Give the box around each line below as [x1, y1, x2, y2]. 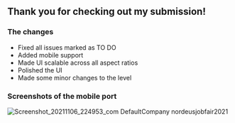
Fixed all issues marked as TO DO [17, 43, 116, 52]
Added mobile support [17, 50, 84, 59]
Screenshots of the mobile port [7, 91, 117, 101]
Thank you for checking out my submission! [7, 6, 206, 18]
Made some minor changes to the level [17, 73, 132, 82]
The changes [7, 27, 54, 37]
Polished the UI [17, 65, 62, 74]
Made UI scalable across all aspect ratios [17, 58, 138, 67]
